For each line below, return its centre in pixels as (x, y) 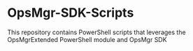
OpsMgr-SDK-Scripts (71, 13)
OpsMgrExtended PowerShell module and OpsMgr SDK (87, 39)
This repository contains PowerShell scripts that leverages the (97, 32)
